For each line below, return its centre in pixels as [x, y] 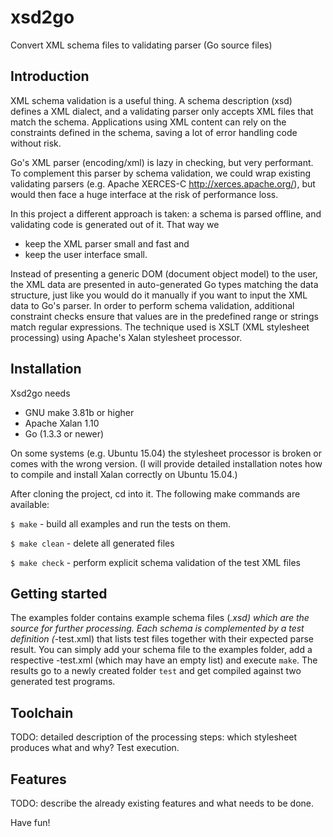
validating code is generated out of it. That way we [115, 224]
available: [30, 504]
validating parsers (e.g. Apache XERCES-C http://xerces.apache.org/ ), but [163, 183]
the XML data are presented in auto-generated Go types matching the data [164, 284]
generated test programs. [63, 682]
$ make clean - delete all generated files [92, 543]
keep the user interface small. [86, 254]
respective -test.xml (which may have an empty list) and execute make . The [164, 660]
